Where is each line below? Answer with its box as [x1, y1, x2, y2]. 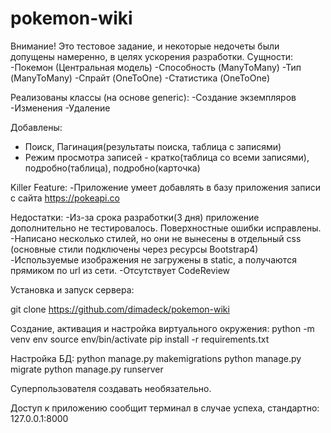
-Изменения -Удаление [10, 102, 111, 114]
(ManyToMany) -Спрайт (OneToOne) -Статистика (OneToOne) [10, 72, 270, 84]
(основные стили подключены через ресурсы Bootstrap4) [10, 243, 259, 255]
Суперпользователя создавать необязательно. [10, 382, 212, 394]
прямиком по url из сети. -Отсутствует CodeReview [10, 264, 231, 276]
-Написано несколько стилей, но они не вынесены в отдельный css [10, 232, 302, 244]
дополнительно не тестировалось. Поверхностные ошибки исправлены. [10, 222, 322, 234]
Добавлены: [10, 121, 63, 133]
